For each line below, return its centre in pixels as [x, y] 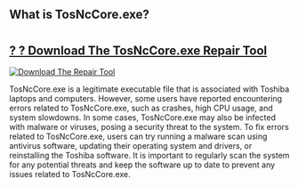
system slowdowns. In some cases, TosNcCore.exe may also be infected [142, 118]
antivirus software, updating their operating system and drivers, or [131, 146]
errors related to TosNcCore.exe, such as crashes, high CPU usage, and [141, 108]
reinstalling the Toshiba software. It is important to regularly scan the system [149, 155]
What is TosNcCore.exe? [79, 15]
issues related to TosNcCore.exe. [70, 174]
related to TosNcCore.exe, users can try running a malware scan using [138, 136]
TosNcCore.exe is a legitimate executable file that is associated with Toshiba [149, 89]
